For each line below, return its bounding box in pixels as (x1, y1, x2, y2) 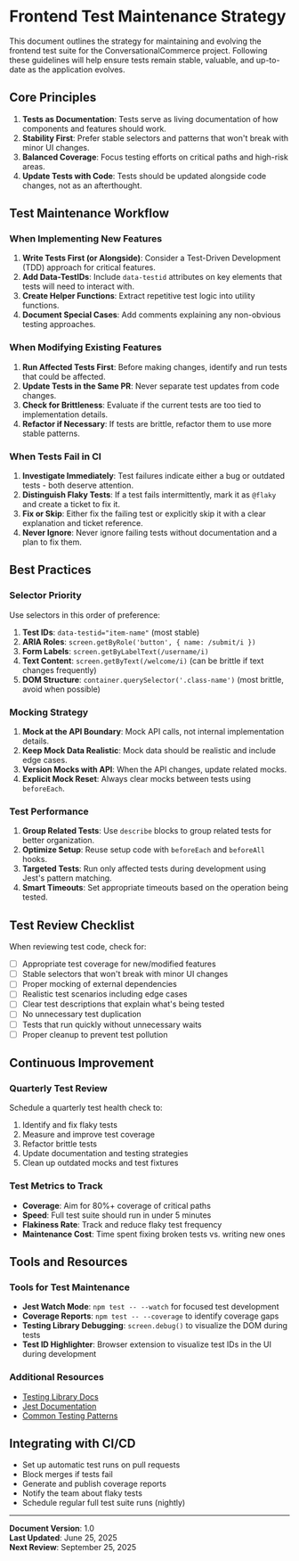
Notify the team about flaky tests (21, 1488, 142, 1499)
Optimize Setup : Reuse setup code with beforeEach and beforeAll (21, 844, 265, 855)
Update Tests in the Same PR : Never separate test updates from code (21, 381, 280, 391)
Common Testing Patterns (21, 1410, 118, 1421)
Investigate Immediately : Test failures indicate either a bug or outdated (21, 471, 286, 481)
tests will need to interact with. (21, 281, 135, 292)
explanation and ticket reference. (21, 518, 144, 529)
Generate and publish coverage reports (21, 1478, 167, 1490)
